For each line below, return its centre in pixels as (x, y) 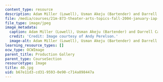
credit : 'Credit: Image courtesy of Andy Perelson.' (64, 37)
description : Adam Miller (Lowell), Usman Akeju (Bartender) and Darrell (81, 14)
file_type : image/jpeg (28, 23)
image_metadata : (21, 27)
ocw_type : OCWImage (25, 50)
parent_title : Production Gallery (40, 54)
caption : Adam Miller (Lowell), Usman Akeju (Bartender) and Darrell (81, 32)
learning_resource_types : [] (34, 45)
